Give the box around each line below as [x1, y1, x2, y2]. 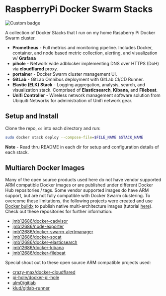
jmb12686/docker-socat [12, 234, 62, 240]
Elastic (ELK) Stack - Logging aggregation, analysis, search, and [12, 81, 146, 88]
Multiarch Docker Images [5, 163, 85, 172]
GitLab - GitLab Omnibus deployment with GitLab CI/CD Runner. [12, 76, 144, 82]
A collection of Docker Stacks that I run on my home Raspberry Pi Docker [5, 29, 156, 35]
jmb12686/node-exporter [12, 223, 64, 230]
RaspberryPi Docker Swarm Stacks [5, 3, 153, 15]
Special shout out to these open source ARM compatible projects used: [5, 260, 151, 266]
